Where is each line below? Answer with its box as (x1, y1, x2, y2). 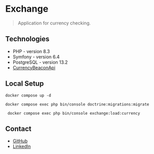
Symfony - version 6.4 (12, 54, 60, 60)
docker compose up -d (5, 93, 52, 98)
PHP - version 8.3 (12, 48, 50, 54)
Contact (5, 124, 32, 133)
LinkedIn (12, 143, 31, 149)
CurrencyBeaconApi (12, 64, 56, 70)
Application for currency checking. (17, 20, 91, 26)
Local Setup (5, 80, 44, 88)
